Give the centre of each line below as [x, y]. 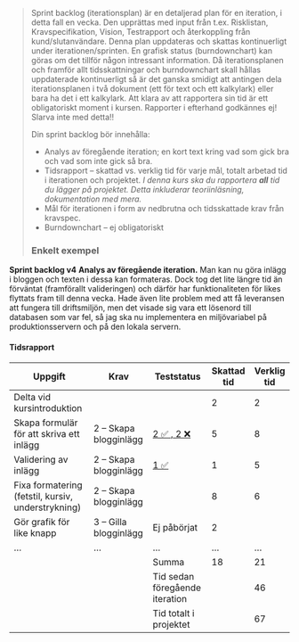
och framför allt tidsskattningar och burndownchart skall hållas [145, 70]
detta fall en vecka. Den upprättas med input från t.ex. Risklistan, [149, 22]
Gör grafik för [42, 522]
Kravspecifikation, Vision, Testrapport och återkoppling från [141, 32]
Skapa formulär [46, 423]
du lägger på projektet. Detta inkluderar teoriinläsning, [144, 189]
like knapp [35, 532]
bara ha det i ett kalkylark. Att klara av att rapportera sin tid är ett [149, 98]
